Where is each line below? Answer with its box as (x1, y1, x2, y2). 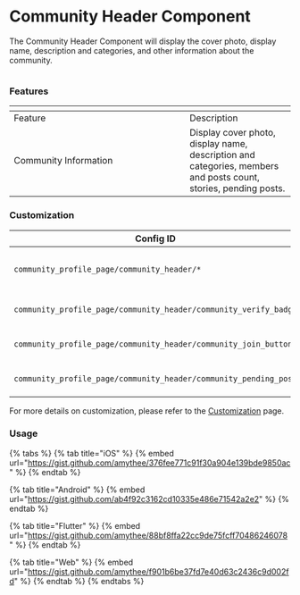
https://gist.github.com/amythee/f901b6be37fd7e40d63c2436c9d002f (27, 566, 289, 577)
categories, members (189, 160, 279, 172)
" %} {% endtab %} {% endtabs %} (13, 575, 145, 586)
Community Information (13, 155, 113, 167)
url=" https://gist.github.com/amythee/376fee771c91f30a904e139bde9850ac (9, 457, 291, 468)
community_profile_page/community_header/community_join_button (13, 339, 293, 349)
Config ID (135, 232, 177, 245)
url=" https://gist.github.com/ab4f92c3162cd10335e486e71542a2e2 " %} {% (9, 493, 290, 504)
